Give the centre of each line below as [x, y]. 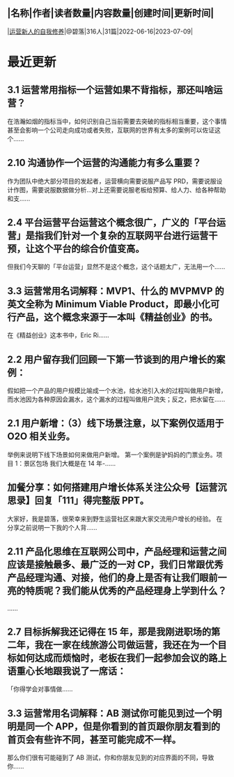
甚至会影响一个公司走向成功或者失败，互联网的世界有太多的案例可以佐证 [111, 130]
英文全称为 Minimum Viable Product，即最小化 [109, 304]
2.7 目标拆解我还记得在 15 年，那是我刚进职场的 [109, 631]
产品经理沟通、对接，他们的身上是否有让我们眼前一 [117, 578]
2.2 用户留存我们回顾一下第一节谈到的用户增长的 [112, 359]
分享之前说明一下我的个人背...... [52, 527]
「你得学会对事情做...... [40, 689]
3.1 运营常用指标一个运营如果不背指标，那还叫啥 [110, 90]
